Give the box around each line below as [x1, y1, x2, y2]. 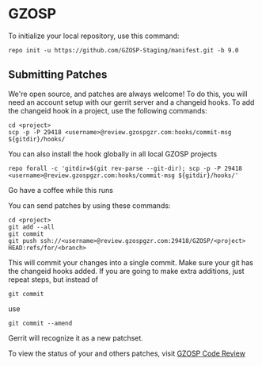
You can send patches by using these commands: [8, 200, 171, 210]
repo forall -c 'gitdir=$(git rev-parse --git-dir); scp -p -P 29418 [8, 164, 243, 172]
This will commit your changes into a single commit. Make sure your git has [8, 257, 253, 267]
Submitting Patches [8, 68, 108, 82]
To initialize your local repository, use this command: [8, 31, 180, 40]
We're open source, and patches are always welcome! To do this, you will [8, 89, 248, 98]
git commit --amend [8, 319, 73, 327]
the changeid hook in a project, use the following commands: [8, 106, 207, 115]
